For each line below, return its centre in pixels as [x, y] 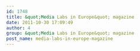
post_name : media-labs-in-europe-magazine [60, 39]
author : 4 [18, 28]
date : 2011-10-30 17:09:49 [40, 22]
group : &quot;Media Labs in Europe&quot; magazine [70, 33]
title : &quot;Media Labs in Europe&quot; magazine [70, 17]
